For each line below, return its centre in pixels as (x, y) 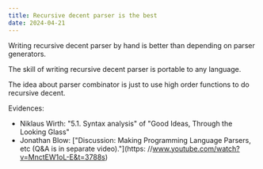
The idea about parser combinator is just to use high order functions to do (129, 84)
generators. (27, 54)
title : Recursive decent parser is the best (83, 15)
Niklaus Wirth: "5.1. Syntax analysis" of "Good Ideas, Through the (126, 123)
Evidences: (27, 108)
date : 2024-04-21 (37, 23)
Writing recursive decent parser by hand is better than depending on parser (131, 45)
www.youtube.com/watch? (196, 148)
